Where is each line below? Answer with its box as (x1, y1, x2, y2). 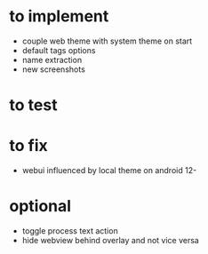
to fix (9, 136, 48, 156)
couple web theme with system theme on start (21, 36, 193, 46)
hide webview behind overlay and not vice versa (21, 235, 200, 245)
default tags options (21, 44, 96, 55)
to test (9, 95, 58, 115)
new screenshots (21, 64, 86, 75)
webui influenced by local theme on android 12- (21, 165, 197, 176)
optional (9, 196, 72, 217)
